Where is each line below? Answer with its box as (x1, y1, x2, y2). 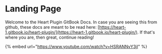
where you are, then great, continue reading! (5, 34, 95, 40)
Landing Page (5, 3, 62, 14)
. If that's (137, 29, 155, 35)
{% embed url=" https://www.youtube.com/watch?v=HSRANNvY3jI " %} (5, 43, 147, 49)
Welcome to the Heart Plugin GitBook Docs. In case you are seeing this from (5, 19, 158, 25)
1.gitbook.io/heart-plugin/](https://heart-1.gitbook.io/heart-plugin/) (5, 29, 138, 35)
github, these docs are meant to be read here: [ (5, 24, 99, 30)
